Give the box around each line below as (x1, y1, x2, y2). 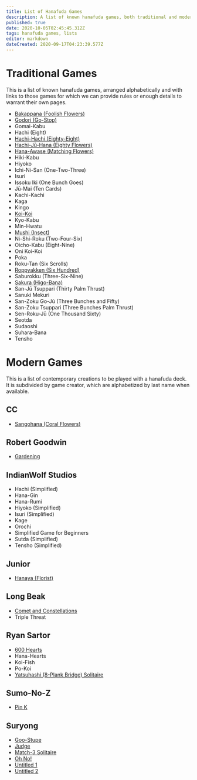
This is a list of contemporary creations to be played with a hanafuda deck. (6, 375, 187, 382)
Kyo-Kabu (14, 216, 39, 224)
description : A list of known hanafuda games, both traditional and (6, 14, 177, 20)
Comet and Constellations (14, 607, 77, 614)
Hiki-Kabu (14, 154, 39, 161)
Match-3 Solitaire (14, 749, 57, 756)
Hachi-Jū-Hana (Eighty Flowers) (14, 141, 93, 148)
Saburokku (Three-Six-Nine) (14, 272, 84, 279)
